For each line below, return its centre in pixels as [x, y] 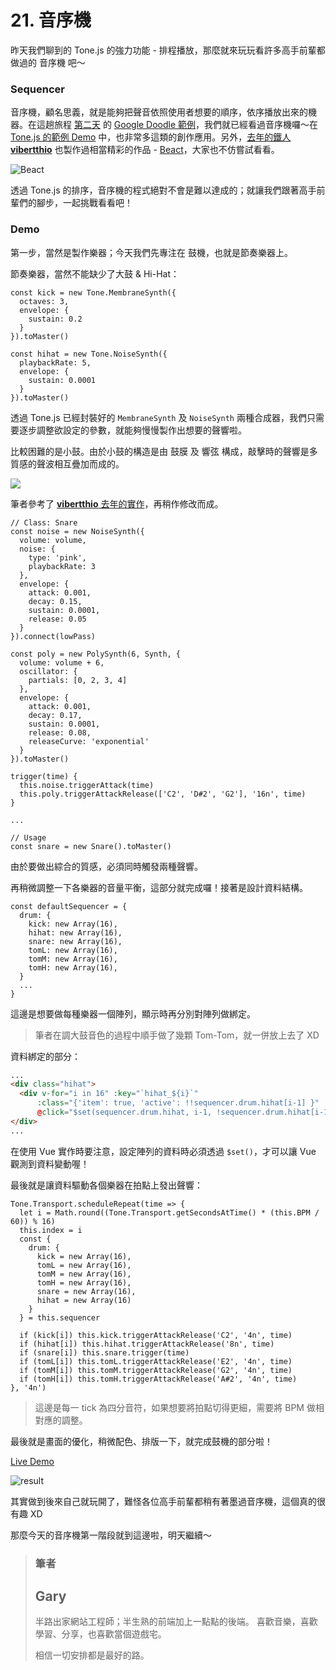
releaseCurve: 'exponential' [89, 741]
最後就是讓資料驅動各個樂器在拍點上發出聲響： [106, 1185]
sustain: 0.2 [55, 319]
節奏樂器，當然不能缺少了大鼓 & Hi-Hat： [95, 273]
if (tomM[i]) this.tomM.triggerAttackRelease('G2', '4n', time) [156, 1370]
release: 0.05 [57, 619]
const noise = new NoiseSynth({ [77, 531]
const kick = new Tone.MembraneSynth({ [93, 292]
